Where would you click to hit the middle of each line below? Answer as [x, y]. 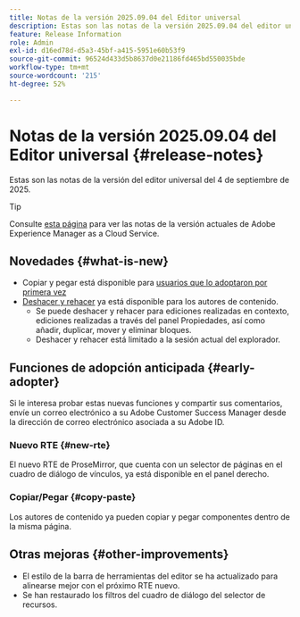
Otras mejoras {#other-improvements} [119, 554]
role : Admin [31, 42]
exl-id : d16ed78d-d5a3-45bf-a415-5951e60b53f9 [97, 51]
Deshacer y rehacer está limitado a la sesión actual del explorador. [158, 339]
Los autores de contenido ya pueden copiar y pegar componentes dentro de [150, 517]
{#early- [231, 367]
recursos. [40, 604]
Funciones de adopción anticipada [107, 367]
